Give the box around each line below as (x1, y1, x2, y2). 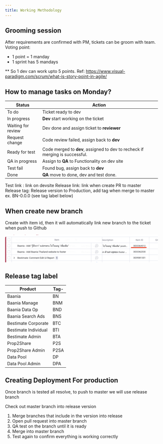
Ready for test (7, 149, 35, 155)
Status (16, 102, 30, 108)
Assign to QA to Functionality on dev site (42, 158, 124, 164)
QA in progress (7, 158, 37, 164)
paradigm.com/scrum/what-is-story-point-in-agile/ (5, 73, 107, 80)
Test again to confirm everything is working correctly (12, 434, 118, 440)
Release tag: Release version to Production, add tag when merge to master (5, 188, 155, 194)
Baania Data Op (7, 307, 38, 313)
